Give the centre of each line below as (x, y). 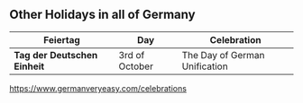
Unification (205, 66)
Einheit (29, 66)
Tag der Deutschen (56, 55)
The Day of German (223, 55)
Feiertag (62, 39)
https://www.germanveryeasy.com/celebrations (98, 88)
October (136, 66)
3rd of (132, 55)
